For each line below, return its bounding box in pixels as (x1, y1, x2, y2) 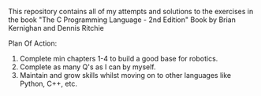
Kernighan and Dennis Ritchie (8, 24, 104, 32)
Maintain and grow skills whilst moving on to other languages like (19, 71, 231, 79)
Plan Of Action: (8, 39, 58, 48)
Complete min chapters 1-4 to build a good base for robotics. (19, 54, 218, 63)
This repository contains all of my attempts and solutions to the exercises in (8, 7, 254, 16)
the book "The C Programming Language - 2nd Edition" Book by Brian (8, 15, 237, 24)
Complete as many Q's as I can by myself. (19, 62, 156, 72)
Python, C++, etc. (19, 79, 77, 88)
